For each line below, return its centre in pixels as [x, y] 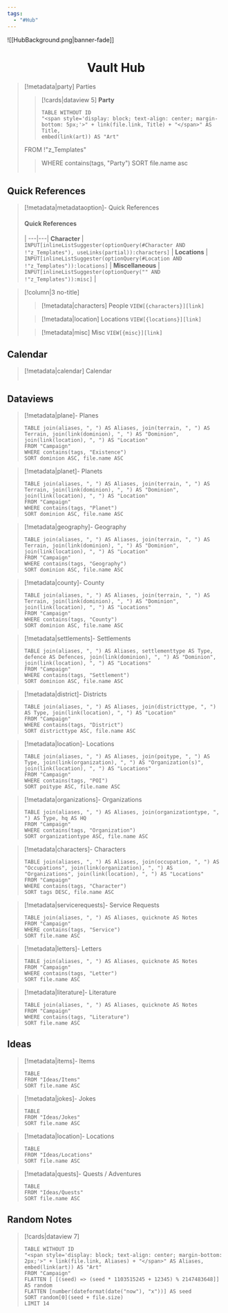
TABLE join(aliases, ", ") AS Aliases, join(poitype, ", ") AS [117, 757]
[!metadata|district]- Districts [65, 694]
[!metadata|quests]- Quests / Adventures [83, 1173]
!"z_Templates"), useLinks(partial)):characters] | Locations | [116, 252]
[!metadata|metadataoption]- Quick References [92, 207]
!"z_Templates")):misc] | [60, 279]
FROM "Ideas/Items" [52, 1079]
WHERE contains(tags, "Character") [75, 886]
